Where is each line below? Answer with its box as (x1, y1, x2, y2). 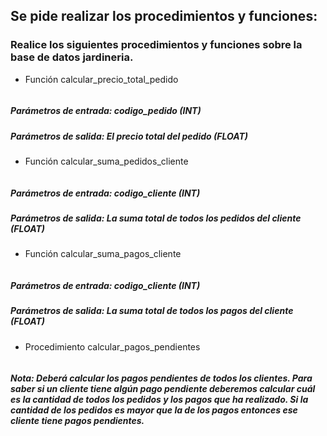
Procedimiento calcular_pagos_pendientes (24, 340, 201, 353)
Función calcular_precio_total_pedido (24, 73, 179, 85)
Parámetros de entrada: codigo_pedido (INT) (10, 105, 202, 117)
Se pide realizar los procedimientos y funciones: (10, 8, 318, 25)
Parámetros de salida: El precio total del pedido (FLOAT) (10, 130, 248, 142)
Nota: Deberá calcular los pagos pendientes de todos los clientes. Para (10, 372, 313, 384)
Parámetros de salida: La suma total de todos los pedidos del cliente (10, 212, 302, 224)
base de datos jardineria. (10, 50, 134, 64)
